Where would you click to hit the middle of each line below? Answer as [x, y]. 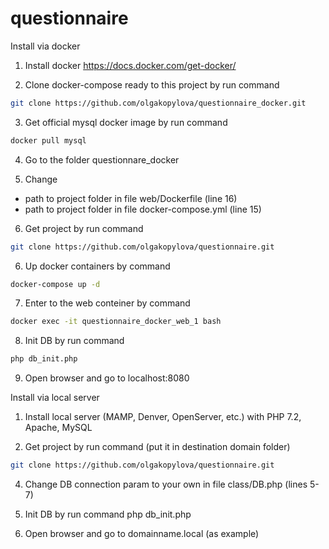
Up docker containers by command [97, 266]
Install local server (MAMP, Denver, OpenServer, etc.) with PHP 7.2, [163, 417]
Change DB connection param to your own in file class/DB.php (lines [166, 484]
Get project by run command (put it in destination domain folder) [157, 447]
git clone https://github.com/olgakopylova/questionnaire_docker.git [158, 103]
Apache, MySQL [58, 428]
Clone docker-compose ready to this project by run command [152, 84]
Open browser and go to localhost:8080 [107, 378]
